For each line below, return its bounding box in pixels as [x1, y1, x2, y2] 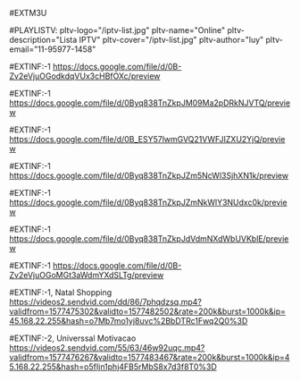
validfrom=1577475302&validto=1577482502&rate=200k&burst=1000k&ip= [9, 306, 287, 317]
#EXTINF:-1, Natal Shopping [9, 287, 112, 298]
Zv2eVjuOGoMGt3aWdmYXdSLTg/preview [9, 270, 164, 280]
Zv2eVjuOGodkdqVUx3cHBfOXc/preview [9, 71, 161, 81]
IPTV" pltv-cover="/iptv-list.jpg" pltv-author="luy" [79, 35, 264, 45]
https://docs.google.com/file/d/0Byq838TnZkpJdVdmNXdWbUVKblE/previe [9, 233, 289, 244]
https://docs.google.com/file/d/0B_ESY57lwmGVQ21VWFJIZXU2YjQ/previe [9, 134, 286, 144]
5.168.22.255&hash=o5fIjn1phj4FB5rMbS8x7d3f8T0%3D [9, 361, 217, 372]
